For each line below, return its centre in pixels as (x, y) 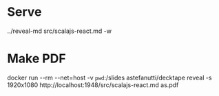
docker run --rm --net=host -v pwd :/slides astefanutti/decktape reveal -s (109, 77)
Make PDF (37, 59)
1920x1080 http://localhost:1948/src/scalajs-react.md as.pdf (93, 85)
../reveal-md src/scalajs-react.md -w (60, 31)
